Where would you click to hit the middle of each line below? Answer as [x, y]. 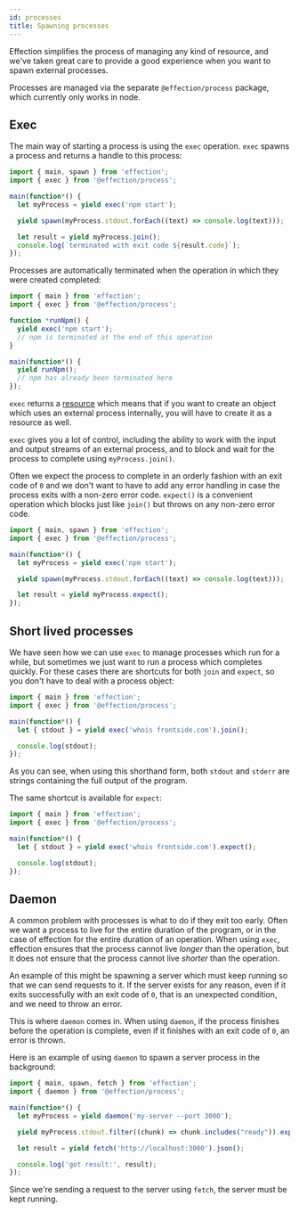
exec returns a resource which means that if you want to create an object [143, 404]
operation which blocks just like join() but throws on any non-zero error [142, 504]
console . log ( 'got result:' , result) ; [87, 1164]
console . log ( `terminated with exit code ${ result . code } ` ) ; [129, 245]
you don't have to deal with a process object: [92, 681]
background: [32, 1067]
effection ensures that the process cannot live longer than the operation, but [149, 949]
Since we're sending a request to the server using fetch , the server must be [148, 1190]
